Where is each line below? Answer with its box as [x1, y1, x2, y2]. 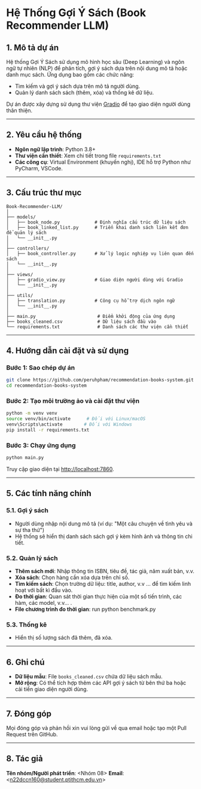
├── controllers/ [6, 245, 50, 251]
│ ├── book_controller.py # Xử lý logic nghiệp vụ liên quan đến [6, 250, 194, 256]
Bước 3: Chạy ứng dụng [6, 441, 76, 449]
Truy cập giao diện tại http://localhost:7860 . [6, 466, 115, 473]
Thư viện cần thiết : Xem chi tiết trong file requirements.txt [14, 152, 162, 159]
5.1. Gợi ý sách [6, 506, 49, 515]
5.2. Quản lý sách [6, 553, 58, 562]
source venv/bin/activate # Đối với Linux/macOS [6, 416, 146, 422]
